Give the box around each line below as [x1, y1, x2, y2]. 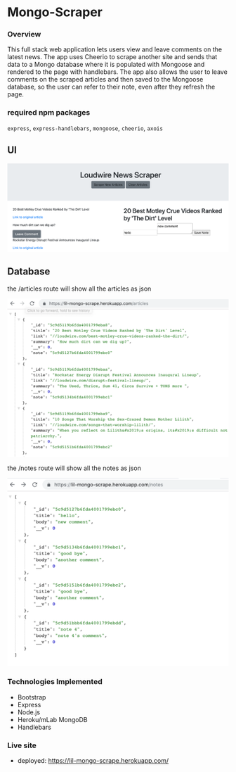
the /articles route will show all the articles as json [7, 284, 152, 293]
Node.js [17, 708, 41, 716]
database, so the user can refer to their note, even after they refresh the [7, 82, 216, 91]
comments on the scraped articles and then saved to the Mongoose [7, 75, 204, 84]
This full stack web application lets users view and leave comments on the [7, 45, 223, 53]
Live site [7, 740, 37, 750]
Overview [7, 30, 41, 39]
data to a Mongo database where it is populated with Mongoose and [7, 61, 205, 69]
